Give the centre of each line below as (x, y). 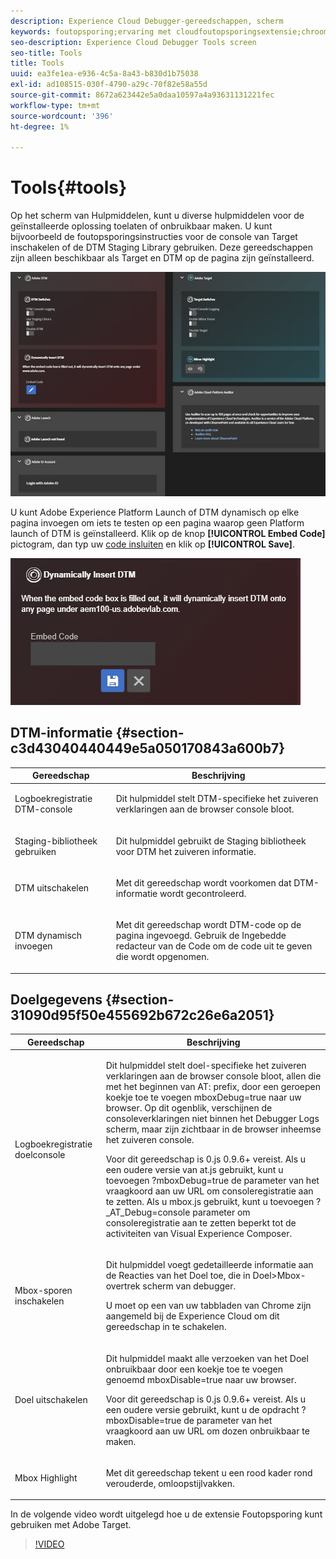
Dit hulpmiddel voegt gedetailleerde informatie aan (209, 1265)
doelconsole (40, 1155)
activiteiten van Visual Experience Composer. (199, 1234)
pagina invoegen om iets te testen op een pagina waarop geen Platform (157, 522)
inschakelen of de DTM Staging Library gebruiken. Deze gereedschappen (162, 247)
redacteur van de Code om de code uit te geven (214, 946)
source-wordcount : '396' (62, 116)
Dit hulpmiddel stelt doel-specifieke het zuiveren (206, 1066)
